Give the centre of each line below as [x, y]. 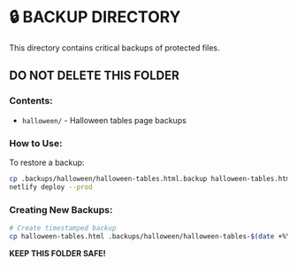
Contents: [31, 101]
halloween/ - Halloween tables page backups [104, 120]
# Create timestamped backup [63, 228]
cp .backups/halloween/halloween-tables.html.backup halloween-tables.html [152, 178]
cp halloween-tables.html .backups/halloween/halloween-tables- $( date [142, 236]
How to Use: [36, 143]
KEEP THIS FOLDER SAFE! [57, 253]
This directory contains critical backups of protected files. [114, 47]
